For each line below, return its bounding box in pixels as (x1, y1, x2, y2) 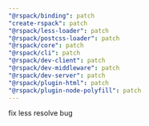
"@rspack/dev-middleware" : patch (8, 64, 120, 72)
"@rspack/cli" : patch (8, 49, 81, 57)
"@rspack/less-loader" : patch (8, 26, 110, 35)
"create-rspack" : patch (8, 19, 88, 27)
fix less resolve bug (8, 108, 73, 118)
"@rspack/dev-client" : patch (8, 57, 106, 65)
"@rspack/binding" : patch (8, 11, 95, 20)
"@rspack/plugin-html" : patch (8, 79, 110, 87)
